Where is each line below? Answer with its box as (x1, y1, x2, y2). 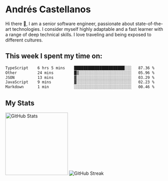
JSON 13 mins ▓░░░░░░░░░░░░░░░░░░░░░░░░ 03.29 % (5, 75, 155, 80)
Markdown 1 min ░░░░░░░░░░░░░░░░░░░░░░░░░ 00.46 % (5, 85, 155, 90)
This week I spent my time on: (5, 52, 102, 61)
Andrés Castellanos (5, 4, 91, 15)
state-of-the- (135, 21, 163, 27)
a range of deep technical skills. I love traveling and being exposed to (5, 31, 152, 37)
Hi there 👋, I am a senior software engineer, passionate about (5, 21, 135, 27)
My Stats (5, 98, 35, 107)
